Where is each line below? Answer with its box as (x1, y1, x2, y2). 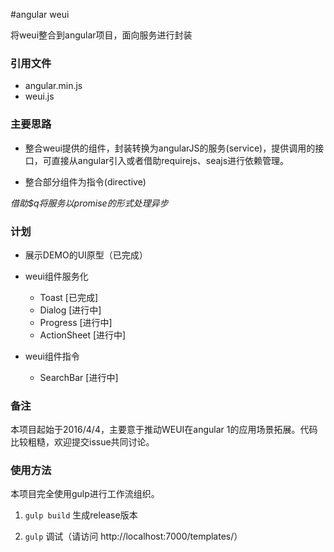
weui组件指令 (24, 350, 80, 362)
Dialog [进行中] (39, 304, 102, 316)
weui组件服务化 (24, 270, 89, 282)
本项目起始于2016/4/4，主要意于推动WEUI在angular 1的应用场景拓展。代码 (10, 424, 318, 436)
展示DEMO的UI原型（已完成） (24, 249, 148, 261)
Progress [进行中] (39, 316, 113, 328)
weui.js (24, 90, 55, 103)
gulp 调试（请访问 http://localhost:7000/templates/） (24, 530, 243, 543)
